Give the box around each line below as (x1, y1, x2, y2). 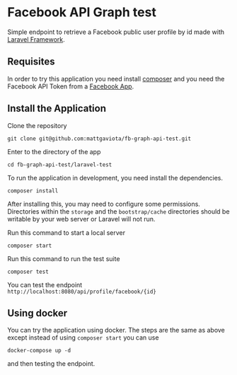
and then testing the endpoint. (7, 359, 96, 368)
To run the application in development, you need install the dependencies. (7, 173, 224, 182)
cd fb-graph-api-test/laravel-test (7, 161, 112, 168)
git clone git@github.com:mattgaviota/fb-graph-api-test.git (7, 135, 192, 142)
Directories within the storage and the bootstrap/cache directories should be (7, 207, 230, 216)
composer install (7, 187, 59, 195)
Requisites (7, 56, 55, 68)
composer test (7, 268, 50, 275)
